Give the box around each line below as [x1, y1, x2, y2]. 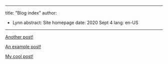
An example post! [5, 43, 41, 49]
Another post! [5, 34, 33, 40]
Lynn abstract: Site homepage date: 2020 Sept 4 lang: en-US [12, 19, 138, 25]
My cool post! [5, 53, 33, 59]
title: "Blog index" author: [5, 10, 57, 15]
